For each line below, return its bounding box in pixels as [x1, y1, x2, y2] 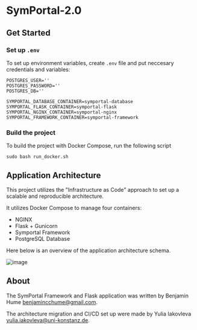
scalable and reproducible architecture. [6, 192, 104, 200]
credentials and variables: [6, 66, 70, 73]
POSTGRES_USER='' [6, 77, 50, 83]
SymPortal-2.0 [6, 4, 82, 17]
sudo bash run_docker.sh [6, 154, 69, 160]
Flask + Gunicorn [14, 222, 58, 229]
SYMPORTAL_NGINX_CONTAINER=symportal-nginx [6, 109, 117, 115]
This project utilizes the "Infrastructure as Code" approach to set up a [6, 186, 180, 193]
